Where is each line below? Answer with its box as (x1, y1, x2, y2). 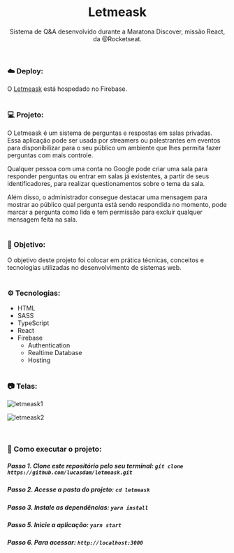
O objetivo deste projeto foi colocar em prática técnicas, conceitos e (7, 256, 205, 264)
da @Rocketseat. (93, 34, 142, 43)
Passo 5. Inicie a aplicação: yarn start (7, 521, 122, 529)
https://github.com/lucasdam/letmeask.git (7, 469, 133, 476)
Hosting (27, 356, 51, 364)
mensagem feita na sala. (7, 215, 78, 224)
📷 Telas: (7, 382, 38, 392)
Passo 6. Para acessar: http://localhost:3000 (7, 538, 143, 547)
